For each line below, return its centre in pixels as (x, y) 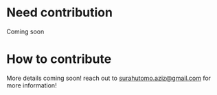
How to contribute (59, 59)
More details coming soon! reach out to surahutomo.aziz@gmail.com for (108, 78)
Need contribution (59, 13)
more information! (32, 85)
